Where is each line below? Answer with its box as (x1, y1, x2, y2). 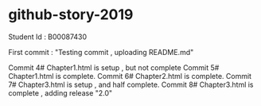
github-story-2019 (8, 6, 134, 24)
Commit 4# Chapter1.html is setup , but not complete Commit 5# (8, 62, 220, 73)
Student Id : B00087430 (8, 32, 88, 41)
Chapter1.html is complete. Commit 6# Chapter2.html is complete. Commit (8, 71, 252, 80)
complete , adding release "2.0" (8, 88, 113, 97)
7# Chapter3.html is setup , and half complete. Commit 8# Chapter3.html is (8, 80, 254, 89)
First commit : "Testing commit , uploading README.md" (8, 47, 194, 57)
